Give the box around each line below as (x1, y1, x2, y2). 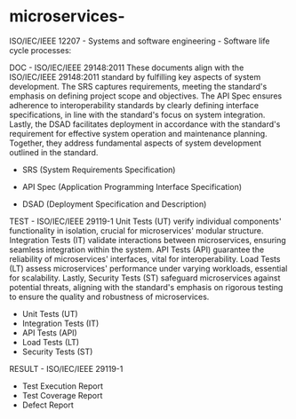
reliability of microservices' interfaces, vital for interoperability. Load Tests (9, 253, 281, 264)
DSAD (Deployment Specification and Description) (21, 198, 207, 209)
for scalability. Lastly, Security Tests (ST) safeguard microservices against (9, 273, 281, 283)
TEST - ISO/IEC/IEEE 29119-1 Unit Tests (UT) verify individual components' (9, 216, 282, 226)
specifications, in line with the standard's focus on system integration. (9, 109, 266, 120)
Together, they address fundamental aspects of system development (9, 138, 262, 148)
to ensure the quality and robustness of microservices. (9, 291, 210, 302)
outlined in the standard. (9, 146, 99, 157)
